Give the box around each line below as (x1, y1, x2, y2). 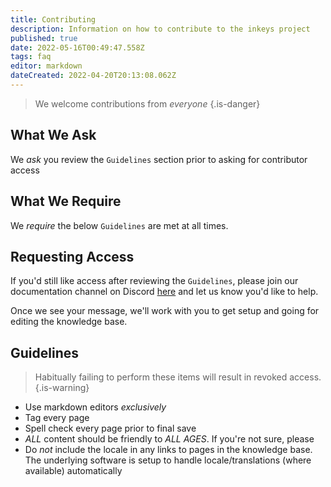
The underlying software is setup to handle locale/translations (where (24, 454, 312, 466)
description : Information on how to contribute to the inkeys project (10, 24, 311, 34)
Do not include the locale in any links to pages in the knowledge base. (24, 444, 313, 456)
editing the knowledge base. (10, 316, 128, 328)
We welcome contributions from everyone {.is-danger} (34, 97, 261, 110)
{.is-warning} (34, 382, 90, 394)
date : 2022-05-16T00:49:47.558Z (10, 42, 145, 53)
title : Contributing (10, 14, 97, 25)
